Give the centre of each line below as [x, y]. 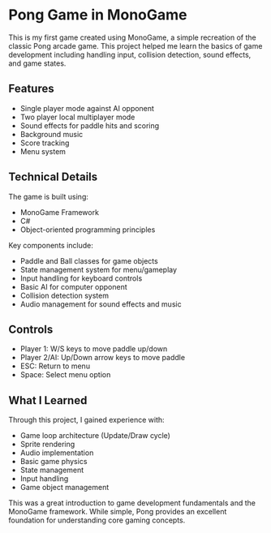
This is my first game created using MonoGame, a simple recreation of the [133, 37]
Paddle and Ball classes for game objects [89, 260]
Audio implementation [57, 453]
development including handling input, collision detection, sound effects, [130, 54]
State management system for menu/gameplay [98, 269]
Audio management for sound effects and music [101, 304]
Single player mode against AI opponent [87, 108]
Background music [52, 134]
